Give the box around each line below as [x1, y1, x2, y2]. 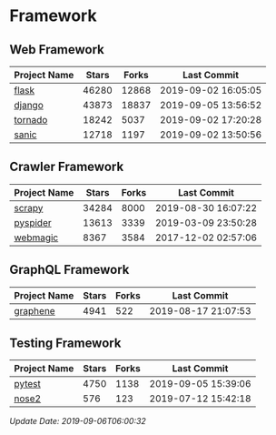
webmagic [14, 231, 59, 244]
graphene [14, 304, 56, 317]
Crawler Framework [9, 159, 124, 175]
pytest [14, 378, 41, 390]
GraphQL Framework [9, 262, 130, 278]
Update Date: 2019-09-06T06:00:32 [9, 416, 147, 427]
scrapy [14, 201, 44, 214]
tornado [14, 114, 48, 126]
